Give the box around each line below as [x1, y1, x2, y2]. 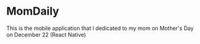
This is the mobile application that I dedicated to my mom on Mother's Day [6, 24, 194, 32]
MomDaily [6, 4, 59, 18]
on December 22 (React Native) [6, 31, 86, 38]
